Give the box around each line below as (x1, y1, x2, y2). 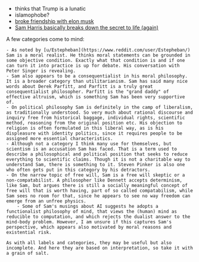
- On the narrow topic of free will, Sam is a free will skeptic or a (6, 172, 185, 178)
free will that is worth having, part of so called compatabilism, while (6, 188, 194, 194)
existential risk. (6, 229, 52, 235)
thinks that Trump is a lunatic (14, 5, 86, 12)
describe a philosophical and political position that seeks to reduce (6, 151, 188, 157)
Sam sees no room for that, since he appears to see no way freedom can (6, 193, 191, 199)
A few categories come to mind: (6, 36, 85, 42)
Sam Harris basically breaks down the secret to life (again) (14, 24, 159, 31)
